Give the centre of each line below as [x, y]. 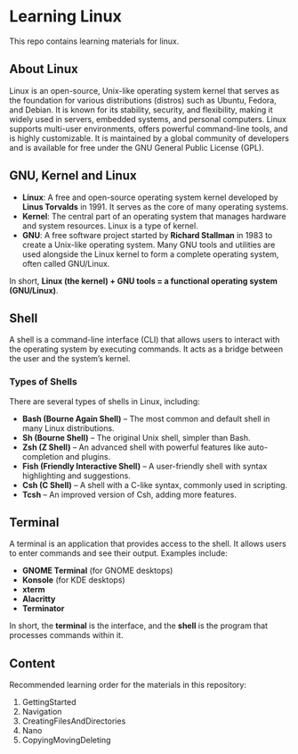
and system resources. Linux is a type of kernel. [110, 226]
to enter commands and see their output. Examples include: [119, 553]
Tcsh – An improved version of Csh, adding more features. [129, 494]
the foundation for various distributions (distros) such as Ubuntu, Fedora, [143, 100]
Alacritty [39, 599]
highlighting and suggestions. [76, 476]
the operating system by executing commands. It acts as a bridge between [146, 349]
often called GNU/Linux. [66, 263]
